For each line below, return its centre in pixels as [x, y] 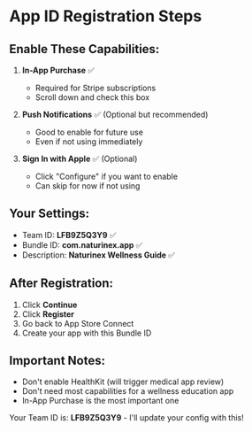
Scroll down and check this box [92, 97]
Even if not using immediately [89, 142]
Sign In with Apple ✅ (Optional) [80, 158]
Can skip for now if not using [88, 186]
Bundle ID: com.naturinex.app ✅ [82, 244]
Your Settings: [50, 214]
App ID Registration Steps [106, 16]
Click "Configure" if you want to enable [107, 176]
